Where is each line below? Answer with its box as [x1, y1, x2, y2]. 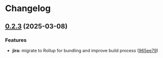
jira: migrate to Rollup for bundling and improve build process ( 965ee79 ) [12, 47, 159, 53]
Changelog [5, 3, 51, 14]
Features [5, 37, 27, 43]
